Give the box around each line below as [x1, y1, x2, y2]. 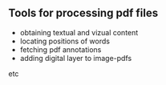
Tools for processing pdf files [8, 6, 159, 20]
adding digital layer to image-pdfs [19, 53, 132, 63]
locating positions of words [19, 36, 111, 46]
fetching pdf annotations [19, 44, 102, 55]
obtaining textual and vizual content [19, 27, 139, 37]
